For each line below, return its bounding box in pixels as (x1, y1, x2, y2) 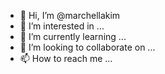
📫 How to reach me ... (19, 53, 113, 64)
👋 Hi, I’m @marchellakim (19, 10, 121, 21)
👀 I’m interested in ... (19, 20, 105, 32)
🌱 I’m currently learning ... (19, 31, 127, 42)
